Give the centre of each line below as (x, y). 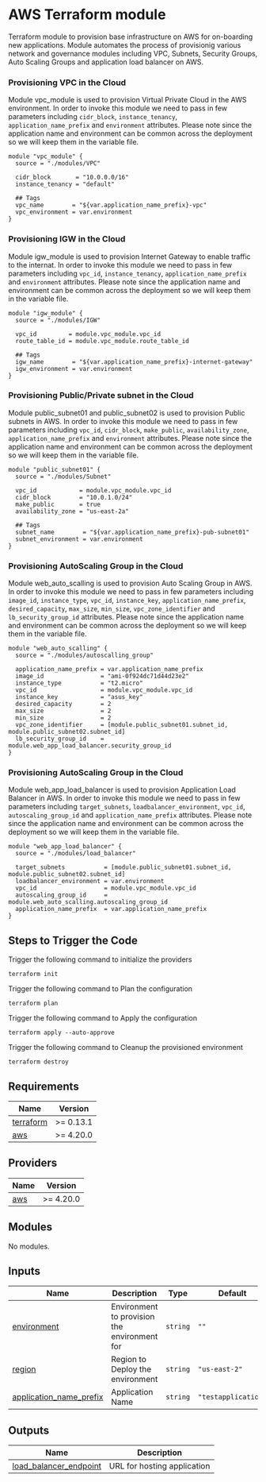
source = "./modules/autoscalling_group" (85, 656)
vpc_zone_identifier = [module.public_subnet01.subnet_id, (122, 725)
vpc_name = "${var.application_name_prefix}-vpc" (111, 205)
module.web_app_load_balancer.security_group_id (90, 746)
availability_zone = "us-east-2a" (72, 511)
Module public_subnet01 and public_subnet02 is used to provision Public (127, 413)
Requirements (44, 1086)
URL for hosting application (160, 1466)
